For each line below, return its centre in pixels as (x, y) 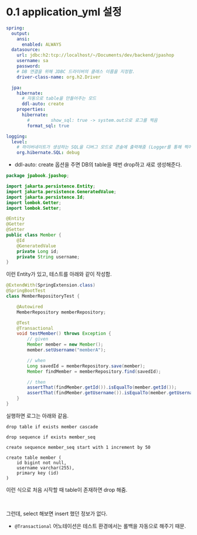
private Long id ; (38, 251)
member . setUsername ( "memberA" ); (67, 350)
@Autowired (30, 306)
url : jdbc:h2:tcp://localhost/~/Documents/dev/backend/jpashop (96, 55)
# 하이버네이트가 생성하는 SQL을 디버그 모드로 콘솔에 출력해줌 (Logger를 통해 (99, 147)
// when (36, 360)
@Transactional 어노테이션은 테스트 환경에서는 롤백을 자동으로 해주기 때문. (100, 526)
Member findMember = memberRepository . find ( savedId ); (94, 372)
